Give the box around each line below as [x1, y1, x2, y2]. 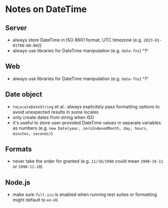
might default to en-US [12, 197, 59, 203]
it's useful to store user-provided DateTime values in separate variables [12, 119, 161, 125]
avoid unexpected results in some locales [12, 109, 99, 115]
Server [5, 24, 27, 32]
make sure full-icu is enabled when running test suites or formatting [12, 191, 157, 197]
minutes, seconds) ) [12, 130, 53, 136]
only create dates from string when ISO [12, 114, 94, 120]
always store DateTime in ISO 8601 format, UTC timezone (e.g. [12, 37, 143, 43]
